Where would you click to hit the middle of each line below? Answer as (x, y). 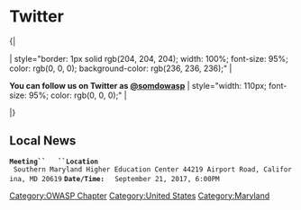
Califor (278, 169)
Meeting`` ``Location (54, 162)
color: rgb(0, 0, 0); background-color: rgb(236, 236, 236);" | (121, 68)
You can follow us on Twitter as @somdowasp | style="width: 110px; (138, 85)
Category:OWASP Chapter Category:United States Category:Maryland (140, 196)
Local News (43, 141)
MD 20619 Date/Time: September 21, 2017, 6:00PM (125, 179)
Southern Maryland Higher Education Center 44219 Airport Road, (136, 169)
